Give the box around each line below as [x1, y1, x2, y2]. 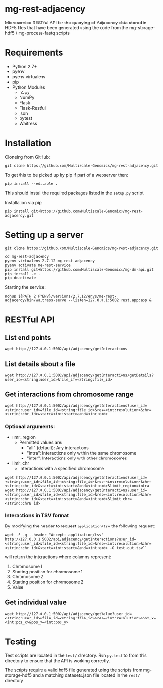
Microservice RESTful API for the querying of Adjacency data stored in [5, 20, 147, 25]
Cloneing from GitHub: [5, 154, 50, 160]
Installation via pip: [5, 199, 43, 205]
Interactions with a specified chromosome [19, 465, 104, 471]
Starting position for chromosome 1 [12, 569, 83, 574]
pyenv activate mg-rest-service [5, 263, 71, 268]
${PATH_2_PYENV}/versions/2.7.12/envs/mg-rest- [18, 294, 117, 298]
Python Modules [12, 84, 45, 90]
